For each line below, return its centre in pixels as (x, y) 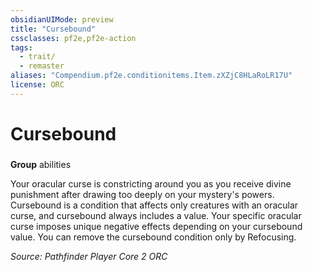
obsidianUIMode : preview (62, 19)
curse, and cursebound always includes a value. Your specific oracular (156, 215)
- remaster (42, 66)
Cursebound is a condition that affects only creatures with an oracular (154, 205)
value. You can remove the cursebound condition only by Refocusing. (153, 237)
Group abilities (41, 164)
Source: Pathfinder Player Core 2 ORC (89, 256)
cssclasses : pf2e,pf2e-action (73, 38)
